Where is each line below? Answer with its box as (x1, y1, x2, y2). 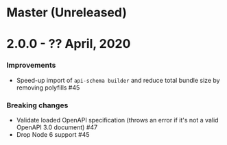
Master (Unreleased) (6, 5, 128, 21)
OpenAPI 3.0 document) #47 (16, 123, 97, 131)
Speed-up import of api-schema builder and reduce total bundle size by (16, 76, 220, 84)
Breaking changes (6, 101, 69, 110)
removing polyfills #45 (16, 83, 80, 92)
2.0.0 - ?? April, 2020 (6, 36, 131, 52)
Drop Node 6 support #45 (16, 130, 90, 138)
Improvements (6, 60, 56, 70)
